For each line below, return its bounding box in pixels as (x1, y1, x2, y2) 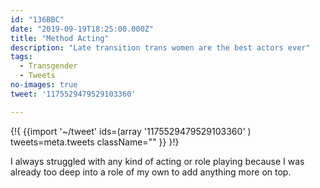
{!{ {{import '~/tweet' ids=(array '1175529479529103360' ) (10, 125, 252, 137)
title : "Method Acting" (10, 33, 110, 43)
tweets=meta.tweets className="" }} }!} (10, 136, 180, 148)
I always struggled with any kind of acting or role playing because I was (10, 155, 305, 167)
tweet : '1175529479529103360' (10, 89, 137, 99)
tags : (10, 52, 33, 62)
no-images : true (10, 80, 78, 90)
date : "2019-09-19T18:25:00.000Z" (10, 24, 155, 34)
